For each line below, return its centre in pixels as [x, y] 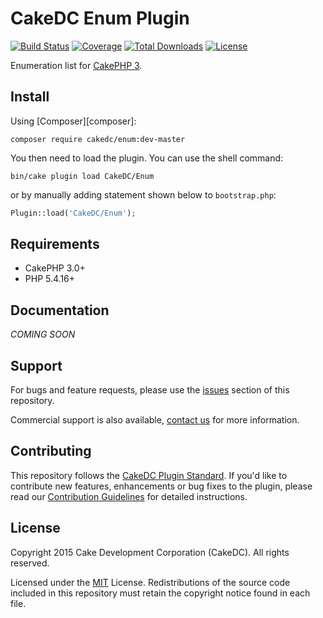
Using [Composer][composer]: [73, 121]
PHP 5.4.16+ [50, 279]
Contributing [51, 451]
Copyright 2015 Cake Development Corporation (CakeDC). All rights [150, 552]
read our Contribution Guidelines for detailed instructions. [129, 496]
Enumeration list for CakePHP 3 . [76, 65]
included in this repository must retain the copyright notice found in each [160, 593]
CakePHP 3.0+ [55, 268]
